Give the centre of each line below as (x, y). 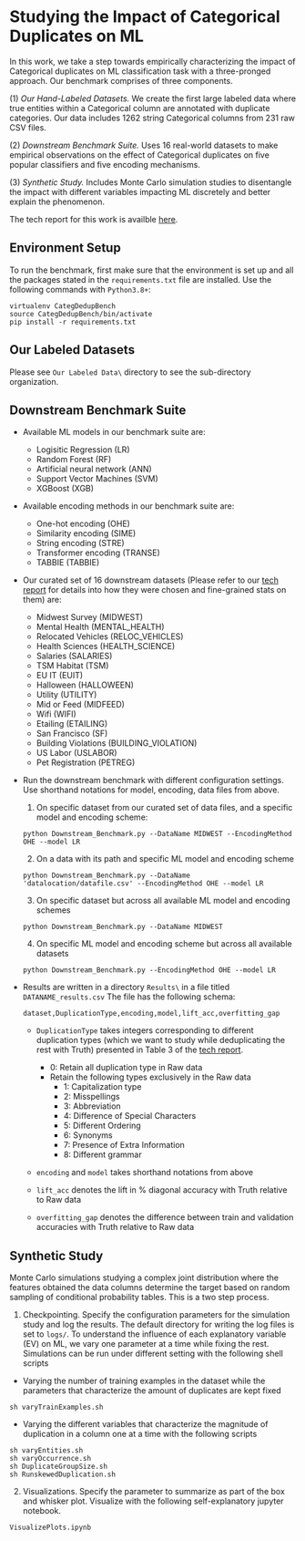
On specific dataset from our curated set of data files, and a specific (164, 808)
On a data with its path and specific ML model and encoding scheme (165, 859)
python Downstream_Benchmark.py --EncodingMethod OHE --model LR (149, 970)
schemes (53, 910)
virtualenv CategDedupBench (63, 306)
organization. (34, 381)
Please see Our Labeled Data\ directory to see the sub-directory (130, 372)
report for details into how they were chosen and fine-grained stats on (154, 590)
